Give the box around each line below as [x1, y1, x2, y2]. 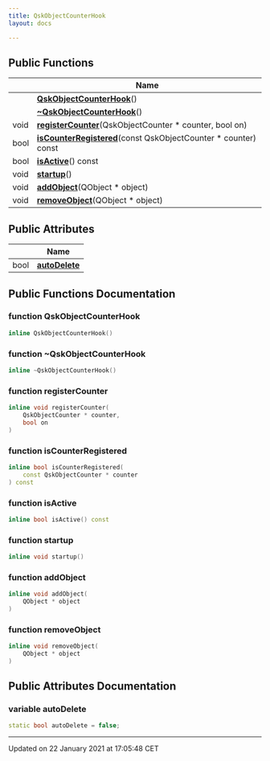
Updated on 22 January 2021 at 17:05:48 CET [8, 744, 159, 754]
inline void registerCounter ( [8, 403, 110, 412]
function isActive [8, 497, 77, 509]
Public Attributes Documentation [8, 680, 177, 693]
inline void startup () [8, 553, 84, 561]
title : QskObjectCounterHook [8, 11, 106, 20]
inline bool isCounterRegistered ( [8, 463, 125, 471]
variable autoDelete [8, 704, 87, 715]
